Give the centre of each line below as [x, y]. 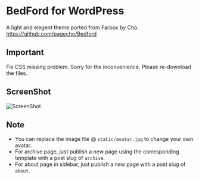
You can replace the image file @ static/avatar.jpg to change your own [104, 139]
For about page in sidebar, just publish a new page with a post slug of [100, 164]
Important [25, 53]
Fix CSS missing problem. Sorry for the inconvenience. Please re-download [99, 67]
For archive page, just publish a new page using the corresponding [97, 152]
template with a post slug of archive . [60, 158]
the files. [17, 73]
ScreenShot [29, 92]
